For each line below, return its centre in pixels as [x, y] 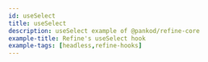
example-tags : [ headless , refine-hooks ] [75, 46]
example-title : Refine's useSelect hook [77, 38]
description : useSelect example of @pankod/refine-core [104, 31]
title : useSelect [37, 23]
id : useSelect [32, 16]
